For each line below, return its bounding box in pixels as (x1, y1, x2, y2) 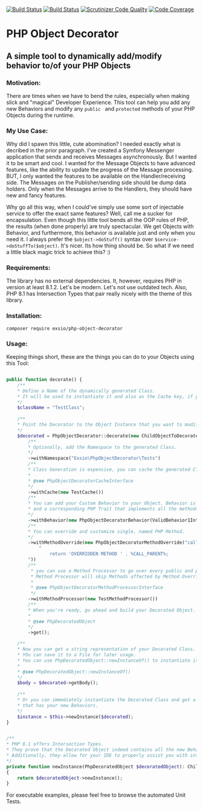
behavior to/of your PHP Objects (6, 60, 131, 71)
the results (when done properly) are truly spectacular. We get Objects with (6, 223, 195, 230)
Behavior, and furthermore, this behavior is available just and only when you (6, 229, 195, 237)
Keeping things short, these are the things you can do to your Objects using (6, 353, 195, 361)
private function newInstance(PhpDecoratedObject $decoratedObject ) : (6, 763, 185, 769)
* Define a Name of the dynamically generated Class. (17, 388, 155, 394)
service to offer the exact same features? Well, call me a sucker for (6, 210, 173, 217)
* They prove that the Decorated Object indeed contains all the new (6, 747, 185, 753)
